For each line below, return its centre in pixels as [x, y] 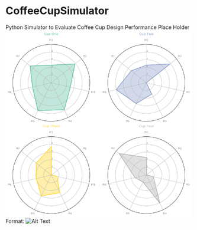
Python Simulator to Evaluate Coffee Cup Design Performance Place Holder [98, 27]
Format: [15, 221]
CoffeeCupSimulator [57, 11]
